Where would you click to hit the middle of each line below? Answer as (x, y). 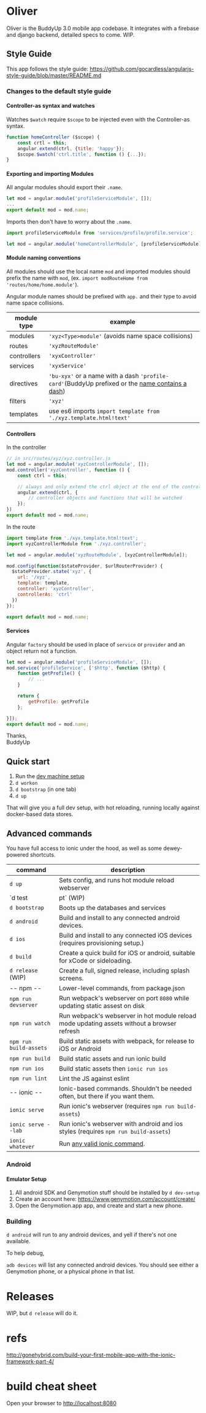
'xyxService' (68, 366)
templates (24, 414)
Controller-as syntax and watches (51, 106)
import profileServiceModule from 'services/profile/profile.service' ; (100, 233)
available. (18, 1241)
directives (24, 384)
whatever (22, 1147)
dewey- (173, 848)
